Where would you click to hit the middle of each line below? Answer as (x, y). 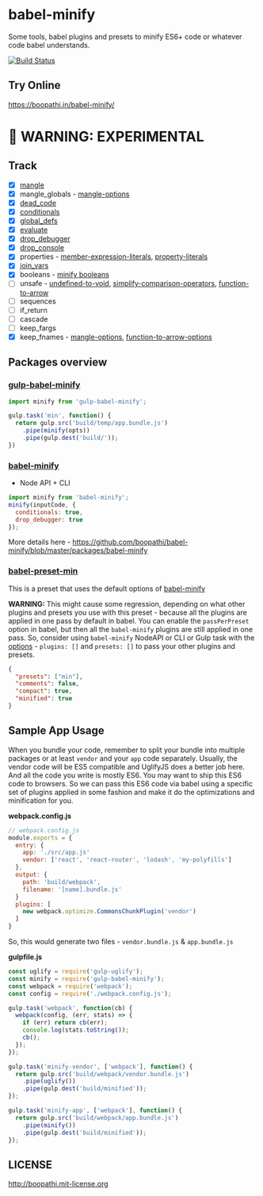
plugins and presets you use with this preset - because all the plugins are (128, 612)
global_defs (38, 221)
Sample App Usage (56, 731)
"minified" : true (44, 699)
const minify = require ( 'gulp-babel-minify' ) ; (86, 978)
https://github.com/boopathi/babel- (130, 542)
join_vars (34, 266)
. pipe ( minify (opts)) (56, 430)
